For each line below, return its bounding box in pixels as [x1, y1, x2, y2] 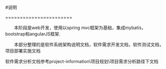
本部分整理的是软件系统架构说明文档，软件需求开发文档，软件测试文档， [14, 41, 164, 47]
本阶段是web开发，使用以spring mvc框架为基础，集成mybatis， [14, 24, 146, 30]
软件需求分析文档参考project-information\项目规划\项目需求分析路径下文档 [5, 58, 158, 64]
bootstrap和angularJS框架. [5, 31, 61, 36]
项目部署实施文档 [5, 48, 41, 53]
